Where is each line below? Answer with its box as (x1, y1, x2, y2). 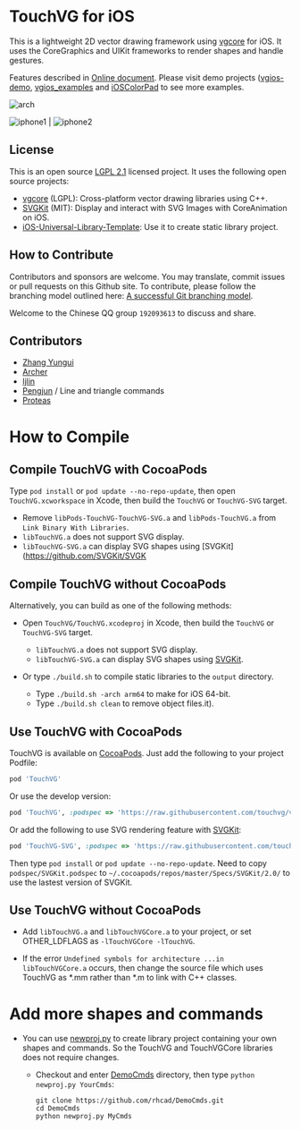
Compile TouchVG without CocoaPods (9, 576, 227, 591)
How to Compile (9, 427, 129, 446)
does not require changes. (21, 1052, 120, 1063)
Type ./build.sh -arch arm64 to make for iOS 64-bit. (35, 689, 231, 700)
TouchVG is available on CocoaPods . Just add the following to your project (9, 748, 284, 758)
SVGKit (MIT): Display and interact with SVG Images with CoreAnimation (21, 202, 287, 213)
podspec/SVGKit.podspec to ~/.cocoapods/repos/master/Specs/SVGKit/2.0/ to (9, 867, 290, 878)
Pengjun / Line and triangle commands (21, 386, 165, 396)
